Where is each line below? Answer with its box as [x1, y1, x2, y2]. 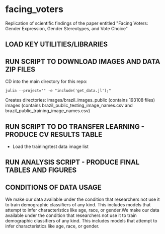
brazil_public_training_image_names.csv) [5, 108, 91, 114]
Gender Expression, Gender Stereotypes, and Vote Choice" [5, 25, 128, 31]
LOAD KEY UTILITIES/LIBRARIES [5, 40, 108, 49]
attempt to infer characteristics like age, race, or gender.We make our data [5, 207, 159, 213]
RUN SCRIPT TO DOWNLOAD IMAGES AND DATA [5, 57, 160, 66]
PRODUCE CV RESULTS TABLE [5, 130, 103, 139]
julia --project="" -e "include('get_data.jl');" [5, 88, 112, 94]
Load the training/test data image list [12, 143, 89, 149]
